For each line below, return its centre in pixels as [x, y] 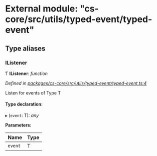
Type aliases [25, 48]
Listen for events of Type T [33, 92]
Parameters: [18, 125]
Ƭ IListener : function [27, 73]
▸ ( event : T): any [22, 115]
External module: [42, 9]
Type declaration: [24, 104]
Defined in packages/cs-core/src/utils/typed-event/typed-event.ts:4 [76, 83]
